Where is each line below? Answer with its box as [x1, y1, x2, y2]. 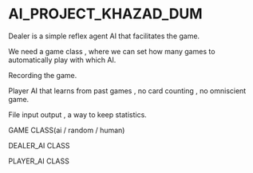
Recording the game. [8, 70, 77, 80]
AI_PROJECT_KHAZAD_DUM [8, 5, 203, 23]
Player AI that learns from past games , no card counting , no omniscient [8, 85, 247, 96]
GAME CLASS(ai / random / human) [8, 125, 125, 135]
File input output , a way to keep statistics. [8, 109, 148, 120]
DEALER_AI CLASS [8, 140, 70, 150]
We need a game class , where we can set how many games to [8, 46, 215, 56]
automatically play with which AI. [8, 55, 117, 65]
